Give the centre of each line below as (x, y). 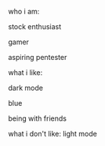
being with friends (37, 118)
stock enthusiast (35, 26)
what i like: (25, 73)
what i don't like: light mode (53, 134)
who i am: (24, 11)
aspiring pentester (38, 57)
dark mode (25, 88)
